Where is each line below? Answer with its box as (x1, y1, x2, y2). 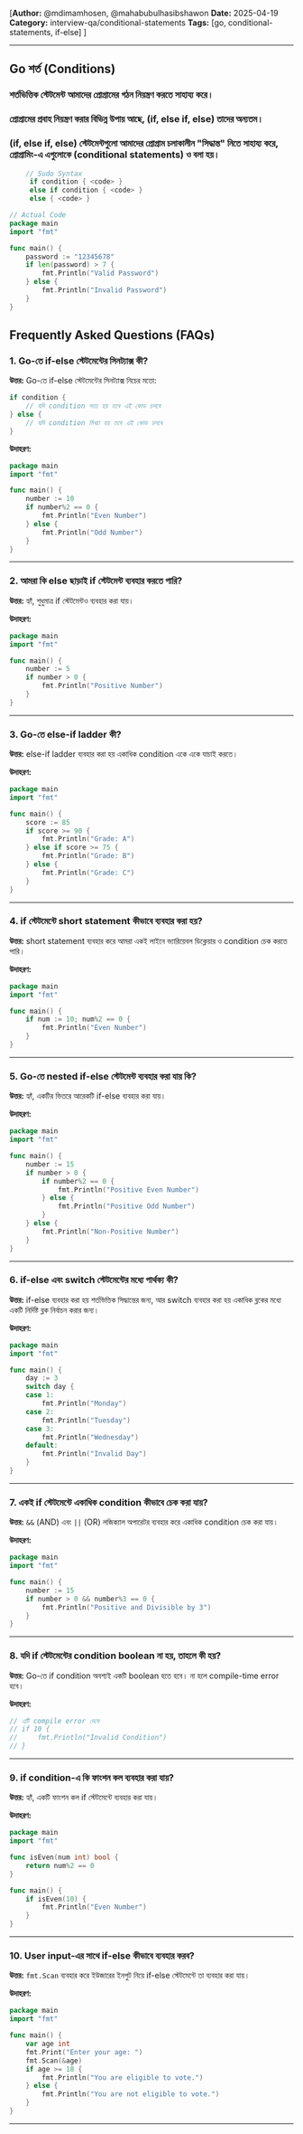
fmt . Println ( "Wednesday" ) (41, 1432, 140, 1441)
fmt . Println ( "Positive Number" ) (41, 682, 164, 691)
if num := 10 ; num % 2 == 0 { (25, 1015, 131, 1025)
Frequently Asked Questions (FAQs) (9, 327, 216, 343)
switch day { (25, 1383, 75, 1392)
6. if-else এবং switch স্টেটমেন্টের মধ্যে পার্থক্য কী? (9, 1274, 179, 1287)
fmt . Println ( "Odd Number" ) (41, 528, 143, 537)
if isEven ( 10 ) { (25, 1894, 87, 1903)
